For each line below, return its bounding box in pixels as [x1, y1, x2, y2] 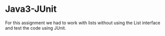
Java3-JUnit [5, 3, 57, 15]
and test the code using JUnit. [5, 25, 66, 31]
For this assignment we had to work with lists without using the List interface [5, 20, 161, 26]
